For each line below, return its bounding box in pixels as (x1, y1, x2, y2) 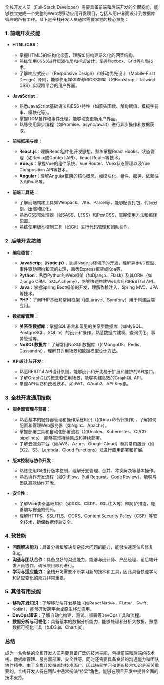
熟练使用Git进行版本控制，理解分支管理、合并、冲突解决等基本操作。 (19, 467, 158, 473)
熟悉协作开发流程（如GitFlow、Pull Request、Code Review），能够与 (19, 474, 157, 480)
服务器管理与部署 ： (12, 406, 51, 412)
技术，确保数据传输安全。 (23, 519, 76, 524)
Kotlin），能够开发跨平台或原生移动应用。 (12, 606, 94, 612)
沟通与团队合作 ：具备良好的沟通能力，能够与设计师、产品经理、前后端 (12, 557, 154, 563)
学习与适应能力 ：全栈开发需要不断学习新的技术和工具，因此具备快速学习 (12, 569, 158, 575)
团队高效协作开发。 (19, 480, 59, 485)
